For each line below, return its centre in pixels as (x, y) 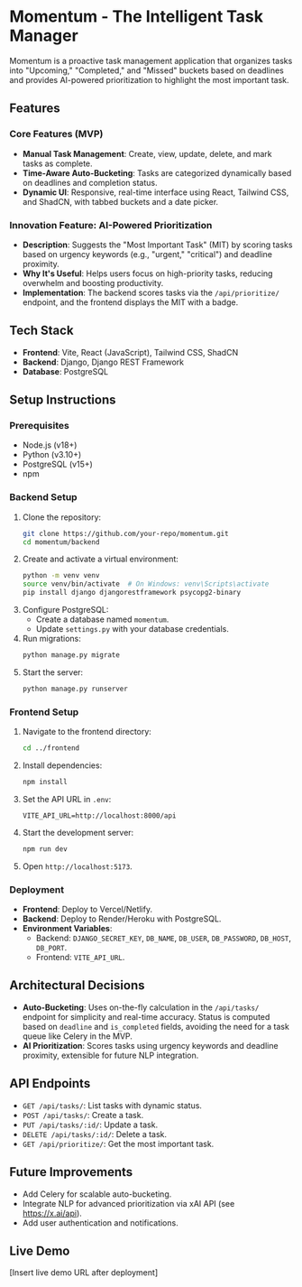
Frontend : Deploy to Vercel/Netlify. (87, 910)
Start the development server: (78, 832)
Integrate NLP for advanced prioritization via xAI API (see (128, 1203)
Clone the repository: (62, 517)
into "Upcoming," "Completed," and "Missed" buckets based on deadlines (146, 70)
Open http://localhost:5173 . (77, 866)
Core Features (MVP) (56, 134)
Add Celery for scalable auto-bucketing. (97, 1194)
